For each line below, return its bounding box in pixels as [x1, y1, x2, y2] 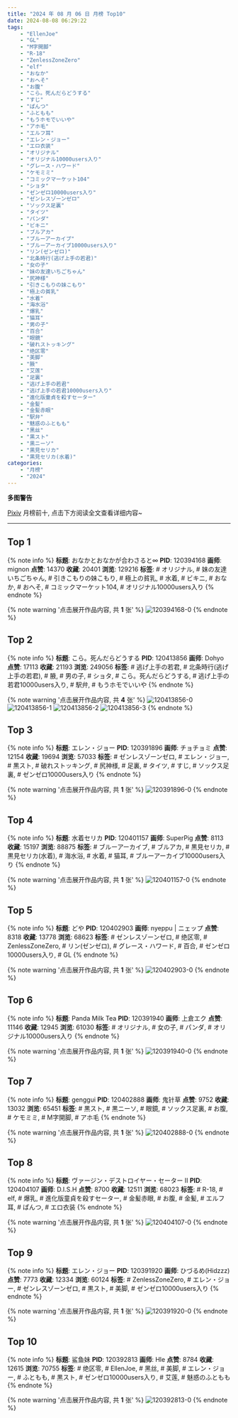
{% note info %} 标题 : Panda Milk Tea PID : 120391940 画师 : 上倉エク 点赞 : [7, 1014, 223, 1022]
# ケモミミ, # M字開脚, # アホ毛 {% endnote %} [7, 1113, 147, 1122]
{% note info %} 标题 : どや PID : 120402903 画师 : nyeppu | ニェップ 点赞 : [7, 923, 220, 932]
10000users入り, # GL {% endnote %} [7, 950, 119, 959]
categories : [7, 460, 42, 467]
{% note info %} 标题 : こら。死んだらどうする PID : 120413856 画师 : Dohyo [7, 653, 225, 662]
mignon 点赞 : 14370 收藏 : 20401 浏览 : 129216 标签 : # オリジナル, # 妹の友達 [7, 564, 227, 573]
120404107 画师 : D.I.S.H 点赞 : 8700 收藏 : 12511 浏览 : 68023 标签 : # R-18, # [7, 1185, 223, 1194]
